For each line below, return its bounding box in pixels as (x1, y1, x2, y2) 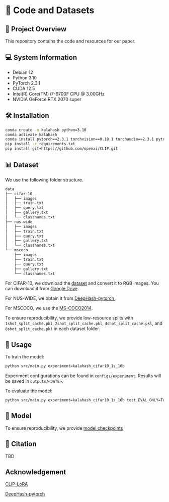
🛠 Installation (5, 111, 49, 120)
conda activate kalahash (5, 132, 57, 137)
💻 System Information (5, 53, 77, 62)
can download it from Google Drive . (5, 286, 79, 292)
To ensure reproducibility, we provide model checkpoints (5, 425, 123, 431)
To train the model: (5, 354, 44, 360)
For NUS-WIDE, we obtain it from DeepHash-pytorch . (5, 295, 117, 301)
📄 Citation (5, 440, 37, 448)
